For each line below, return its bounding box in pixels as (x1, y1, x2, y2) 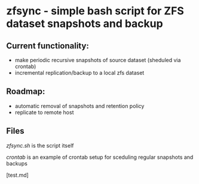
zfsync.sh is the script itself (6, 142, 74, 149)
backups (6, 160, 28, 167)
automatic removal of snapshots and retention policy (14, 102, 145, 109)
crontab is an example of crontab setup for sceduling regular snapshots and (6, 154, 194, 161)
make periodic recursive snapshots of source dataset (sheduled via (14, 57, 181, 63)
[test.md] (6, 171, 29, 179)
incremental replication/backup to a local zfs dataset (14, 69, 145, 76)
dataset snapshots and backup (6, 17, 163, 30)
